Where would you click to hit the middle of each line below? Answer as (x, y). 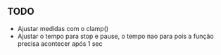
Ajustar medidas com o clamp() (63, 28)
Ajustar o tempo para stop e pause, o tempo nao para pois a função (116, 36)
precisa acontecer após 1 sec (60, 43)
